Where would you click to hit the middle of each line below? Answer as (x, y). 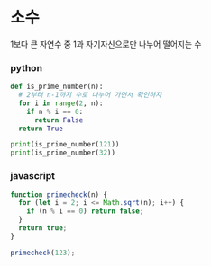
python (27, 67)
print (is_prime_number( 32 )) (63, 153)
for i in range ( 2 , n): (61, 103)
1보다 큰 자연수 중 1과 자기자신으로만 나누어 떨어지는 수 (106, 44)
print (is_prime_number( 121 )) (65, 145)
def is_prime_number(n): (57, 87)
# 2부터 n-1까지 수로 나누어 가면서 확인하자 (90, 95)
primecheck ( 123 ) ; (43, 253)
